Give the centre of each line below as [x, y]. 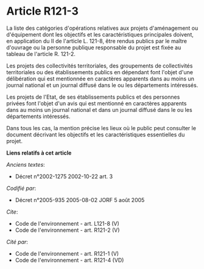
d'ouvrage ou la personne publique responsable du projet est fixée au [94, 47]
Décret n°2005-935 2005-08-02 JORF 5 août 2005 [80, 200]
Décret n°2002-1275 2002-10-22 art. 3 [64, 176]
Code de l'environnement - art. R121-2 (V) [67, 230]
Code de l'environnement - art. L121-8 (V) [67, 223]
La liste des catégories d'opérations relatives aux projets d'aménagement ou [102, 28]
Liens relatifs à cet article [39, 153]
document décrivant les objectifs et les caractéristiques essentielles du [96, 134]
